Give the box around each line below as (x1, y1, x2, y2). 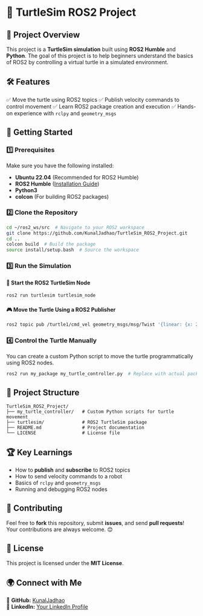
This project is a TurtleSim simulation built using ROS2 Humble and (6, 45, 176, 53)
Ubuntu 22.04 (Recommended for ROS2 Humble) (14, 173, 139, 181)
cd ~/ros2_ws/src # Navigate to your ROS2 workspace (6, 224, 145, 230)
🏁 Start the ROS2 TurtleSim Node (6, 279, 91, 286)
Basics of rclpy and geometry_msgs (14, 479, 101, 487)
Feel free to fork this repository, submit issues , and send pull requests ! (6, 519, 185, 526)
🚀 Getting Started (6, 127, 73, 138)
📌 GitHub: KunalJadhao (6, 597, 65, 604)
